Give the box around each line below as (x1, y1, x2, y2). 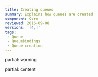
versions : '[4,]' (5, 25, 41, 30)
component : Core (5, 16, 38, 21)
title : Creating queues (5, 7, 54, 12)
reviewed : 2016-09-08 (5, 20, 49, 26)
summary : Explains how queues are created (5, 12, 93, 17)
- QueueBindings (7, 39, 41, 44)
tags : (5, 30, 16, 35)
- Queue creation (7, 43, 43, 48)
